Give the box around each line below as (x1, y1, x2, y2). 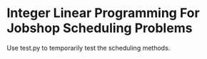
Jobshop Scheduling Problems (6, 20, 193, 36)
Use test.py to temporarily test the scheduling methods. (6, 43, 171, 52)
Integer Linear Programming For (6, 5, 201, 21)
